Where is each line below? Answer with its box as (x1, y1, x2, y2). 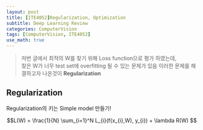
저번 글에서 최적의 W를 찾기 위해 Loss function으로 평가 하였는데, (21, 55, 177, 61)
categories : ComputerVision (6, 26, 78, 32)
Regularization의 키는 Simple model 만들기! (6, 104, 111, 112)
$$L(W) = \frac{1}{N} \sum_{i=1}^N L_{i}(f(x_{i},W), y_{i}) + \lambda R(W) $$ (7, 117, 197, 124)
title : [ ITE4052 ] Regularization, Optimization (6, 15, 126, 21)
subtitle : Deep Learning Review (6, 20, 88, 26)
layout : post (6, 9, 39, 15)
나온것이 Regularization (42, 70, 101, 77)
